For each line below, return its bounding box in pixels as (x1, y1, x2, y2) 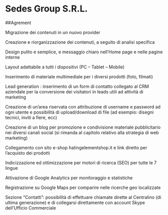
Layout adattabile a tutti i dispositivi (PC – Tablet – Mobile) (5, 64, 125, 70)
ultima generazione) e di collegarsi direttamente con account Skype (5, 199, 145, 205)
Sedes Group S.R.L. (5, 3, 88, 15)
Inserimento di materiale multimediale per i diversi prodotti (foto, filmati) (5, 73, 153, 79)
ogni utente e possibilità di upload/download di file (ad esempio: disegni (5, 109, 154, 115)
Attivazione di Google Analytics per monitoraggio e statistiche (5, 174, 133, 181)
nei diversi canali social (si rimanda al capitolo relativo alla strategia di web (5, 129, 159, 136)
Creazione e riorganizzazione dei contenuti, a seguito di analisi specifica (5, 39, 155, 45)
